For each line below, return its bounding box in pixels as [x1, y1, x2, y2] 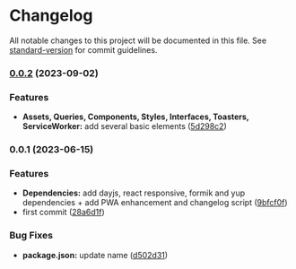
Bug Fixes [9, 230, 54, 242]
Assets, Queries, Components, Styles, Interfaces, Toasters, [22, 111, 249, 122]
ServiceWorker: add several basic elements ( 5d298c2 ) [22, 121, 227, 132]
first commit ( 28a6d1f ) [22, 207, 105, 218]
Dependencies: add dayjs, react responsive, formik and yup [22, 187, 245, 198]
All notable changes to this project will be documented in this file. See [9, 35, 267, 46]
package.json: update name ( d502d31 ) [22, 249, 169, 260]
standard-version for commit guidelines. [9, 44, 158, 55]
